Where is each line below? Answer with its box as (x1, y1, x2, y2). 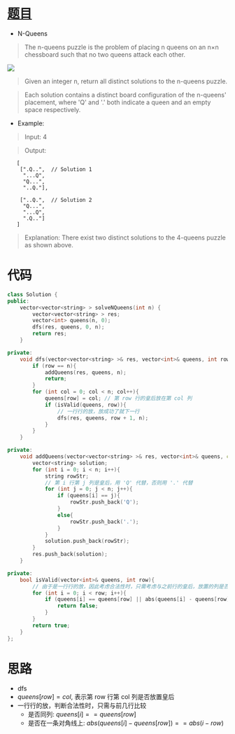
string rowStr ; (44, 473, 90, 480)
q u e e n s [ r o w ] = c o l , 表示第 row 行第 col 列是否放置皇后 (17, 693, 175, 701)
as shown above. (24, 240, 73, 249)
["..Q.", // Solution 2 (20, 196, 92, 203)
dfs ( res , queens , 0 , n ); (32, 324, 105, 331)
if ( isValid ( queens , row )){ (44, 401, 127, 408)
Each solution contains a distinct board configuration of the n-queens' (24, 90, 227, 99)
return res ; (32, 330, 68, 338)
